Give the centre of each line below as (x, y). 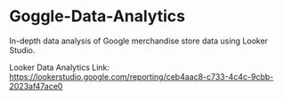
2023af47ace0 (36, 86)
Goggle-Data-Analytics (97, 16)
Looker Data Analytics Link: (59, 67)
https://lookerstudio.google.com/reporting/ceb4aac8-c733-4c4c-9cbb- (141, 76)
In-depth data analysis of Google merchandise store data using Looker (139, 41)
